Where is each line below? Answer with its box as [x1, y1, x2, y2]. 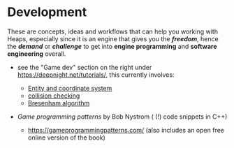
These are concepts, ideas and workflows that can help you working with [7, 27, 219, 36]
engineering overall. [7, 50, 66, 58]
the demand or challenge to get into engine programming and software [7, 42, 217, 50]
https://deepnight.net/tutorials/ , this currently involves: [17, 71, 175, 79]
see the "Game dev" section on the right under [17, 63, 152, 71]
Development [7, 4, 87, 20]
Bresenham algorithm [27, 98, 90, 107]
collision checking [27, 91, 80, 100]
